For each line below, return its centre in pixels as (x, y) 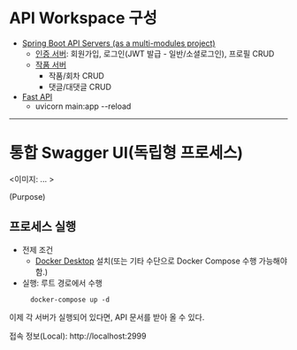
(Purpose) (27, 196)
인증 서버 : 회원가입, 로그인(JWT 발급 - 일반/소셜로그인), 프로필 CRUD (155, 53)
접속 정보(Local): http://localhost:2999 (78, 336)
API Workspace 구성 (83, 18)
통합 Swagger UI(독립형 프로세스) (126, 153)
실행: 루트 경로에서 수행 (62, 283)
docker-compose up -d (70, 300)
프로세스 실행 (43, 227)
